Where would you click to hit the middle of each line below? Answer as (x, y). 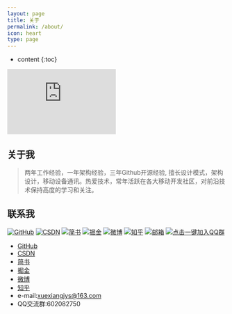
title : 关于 (23, 20)
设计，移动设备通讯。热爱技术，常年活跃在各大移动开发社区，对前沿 (122, 181)
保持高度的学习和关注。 (64, 189)
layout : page (26, 14)
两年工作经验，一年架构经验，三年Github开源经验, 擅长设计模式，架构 (124, 172)
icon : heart (24, 33)
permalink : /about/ (35, 26)
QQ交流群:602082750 (49, 304)
